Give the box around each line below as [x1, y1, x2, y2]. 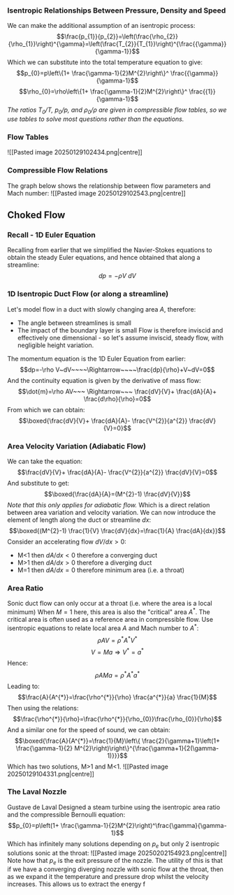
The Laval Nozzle [7, 787, 67, 796]
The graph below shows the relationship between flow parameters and [7, 181, 211, 190]
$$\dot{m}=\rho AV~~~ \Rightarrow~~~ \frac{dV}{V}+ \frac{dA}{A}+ [17, 387, 217, 395]
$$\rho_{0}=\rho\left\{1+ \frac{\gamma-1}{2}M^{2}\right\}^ [19, 87, 188, 96]
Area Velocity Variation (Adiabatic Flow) [7, 441, 147, 451]
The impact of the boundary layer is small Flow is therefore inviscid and [17, 326, 224, 334]
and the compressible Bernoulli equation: [7, 810, 126, 819]
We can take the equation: [7, 457, 82, 465]
